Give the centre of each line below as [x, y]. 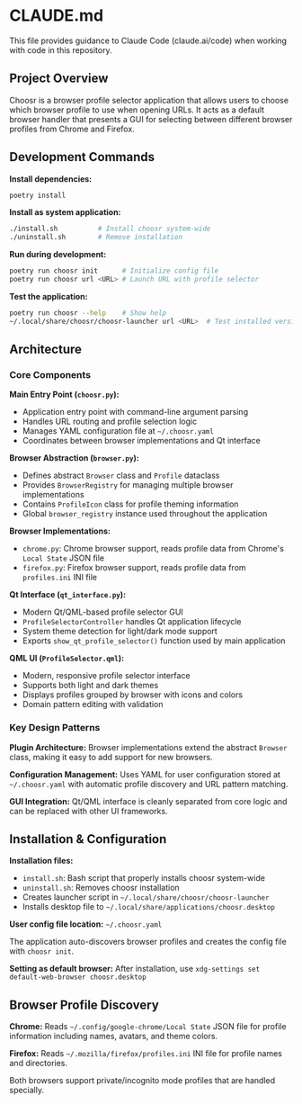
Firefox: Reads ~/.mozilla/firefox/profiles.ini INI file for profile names [146, 1054]
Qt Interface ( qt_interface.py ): [68, 595]
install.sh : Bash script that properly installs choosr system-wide [143, 878]
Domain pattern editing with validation [93, 705]
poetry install [38, 195]
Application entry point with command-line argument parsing [135, 412]
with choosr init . [42, 951]
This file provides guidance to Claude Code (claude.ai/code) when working [148, 40]
